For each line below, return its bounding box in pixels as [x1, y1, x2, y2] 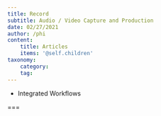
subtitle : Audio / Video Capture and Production [7, 17, 154, 24]
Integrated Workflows [17, 89, 82, 98]
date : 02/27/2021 [7, 23, 59, 30]
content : [7, 37, 33, 44]
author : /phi [7, 30, 46, 37]
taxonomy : [7, 57, 37, 64]
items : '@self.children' [20, 50, 94, 57]
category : [20, 63, 50, 70]
